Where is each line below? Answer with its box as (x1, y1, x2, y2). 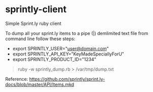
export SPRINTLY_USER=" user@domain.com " (12, 45, 109, 51)
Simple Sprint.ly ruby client (5, 20, 62, 26)
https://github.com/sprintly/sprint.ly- (29, 76, 105, 82)
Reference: (5, 76, 28, 82)
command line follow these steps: (5, 36, 75, 42)
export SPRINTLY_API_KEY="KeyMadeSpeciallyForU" (12, 51, 124, 57)
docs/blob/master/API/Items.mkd (5, 81, 74, 87)
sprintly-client (5, 4, 67, 15)
